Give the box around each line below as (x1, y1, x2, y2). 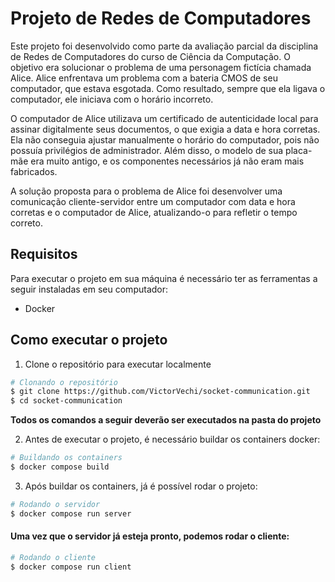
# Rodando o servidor (10, 499, 101, 509)
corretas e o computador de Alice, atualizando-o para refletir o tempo (10, 206, 298, 218)
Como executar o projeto (10, 332, 168, 349)
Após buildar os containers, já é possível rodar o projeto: (24, 480, 258, 492)
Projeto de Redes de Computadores (10, 7, 312, 30)
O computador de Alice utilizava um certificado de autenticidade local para (10, 112, 319, 124)
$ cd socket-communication (10, 396, 123, 406)
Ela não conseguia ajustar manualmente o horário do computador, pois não (10, 133, 320, 146)
